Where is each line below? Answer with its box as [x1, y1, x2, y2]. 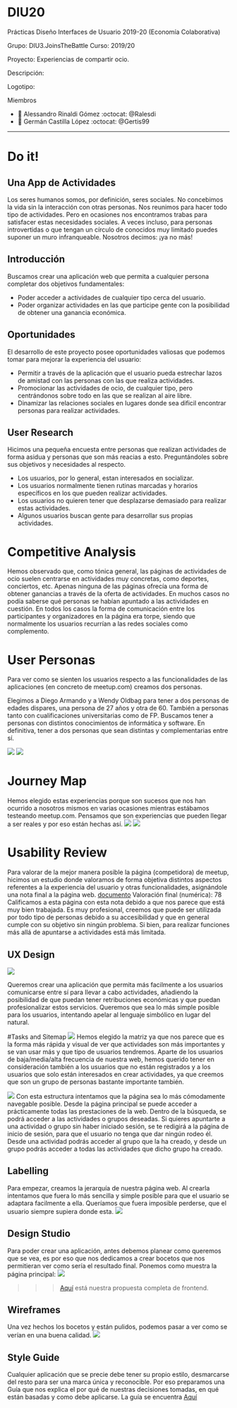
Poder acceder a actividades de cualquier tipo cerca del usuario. [17, 293, 206, 302]
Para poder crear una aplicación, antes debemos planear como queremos [7, 1246, 222, 1255]
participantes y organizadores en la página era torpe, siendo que [7, 612, 196, 621]
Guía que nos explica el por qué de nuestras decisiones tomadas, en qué [7, 1385, 219, 1394]
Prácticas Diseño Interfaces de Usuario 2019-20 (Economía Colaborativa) [7, 28, 221, 36]
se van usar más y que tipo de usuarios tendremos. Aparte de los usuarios [7, 1047, 224, 1056]
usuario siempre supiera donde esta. [7, 1207, 114, 1215]
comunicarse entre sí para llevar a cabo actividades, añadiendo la [7, 988, 199, 996]
